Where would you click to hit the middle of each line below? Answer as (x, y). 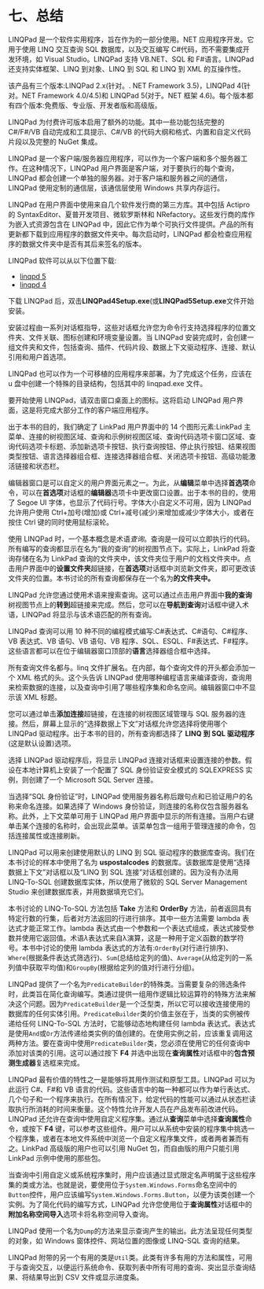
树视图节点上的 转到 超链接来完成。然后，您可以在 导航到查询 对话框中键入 (125, 604)
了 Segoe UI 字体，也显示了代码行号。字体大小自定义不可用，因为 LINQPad (130, 502)
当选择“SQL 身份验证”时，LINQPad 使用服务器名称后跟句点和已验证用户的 (127, 796)
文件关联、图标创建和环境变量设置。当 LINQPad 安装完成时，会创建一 (141, 337)
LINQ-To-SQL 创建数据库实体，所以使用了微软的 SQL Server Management (128, 882)
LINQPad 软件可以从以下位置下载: (62, 260)
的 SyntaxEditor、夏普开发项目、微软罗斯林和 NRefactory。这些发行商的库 (128, 214)
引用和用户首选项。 (39, 357)
